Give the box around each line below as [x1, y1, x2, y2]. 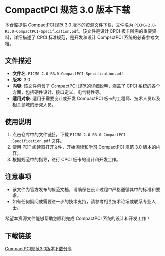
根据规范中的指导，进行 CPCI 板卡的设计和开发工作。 [12, 156, 121, 162]
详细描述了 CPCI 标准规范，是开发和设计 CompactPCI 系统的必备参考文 [13, 34, 159, 40]
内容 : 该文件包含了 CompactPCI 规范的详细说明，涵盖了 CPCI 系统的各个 [12, 83, 160, 89]
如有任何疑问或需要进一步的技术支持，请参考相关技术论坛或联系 [12, 199, 143, 205]
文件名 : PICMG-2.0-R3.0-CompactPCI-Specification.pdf [12, 70, 124, 76]
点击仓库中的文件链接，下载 [12, 131, 69, 137]
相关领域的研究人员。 [12, 101, 56, 107]
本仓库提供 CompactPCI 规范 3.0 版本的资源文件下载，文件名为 [5, 22, 134, 28]
